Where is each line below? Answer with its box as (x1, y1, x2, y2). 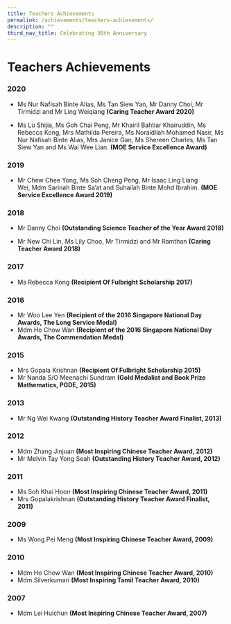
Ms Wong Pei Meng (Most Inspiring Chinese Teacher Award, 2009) (17, 535, 214, 543)
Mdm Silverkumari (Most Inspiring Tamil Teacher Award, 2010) (17, 575, 200, 584)
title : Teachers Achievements (7, 10, 95, 17)
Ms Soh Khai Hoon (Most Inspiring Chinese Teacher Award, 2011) (17, 487, 208, 496)
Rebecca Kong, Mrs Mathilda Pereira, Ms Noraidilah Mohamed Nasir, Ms (17, 128, 224, 136)
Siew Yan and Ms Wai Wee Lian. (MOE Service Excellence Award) (17, 143, 207, 151)
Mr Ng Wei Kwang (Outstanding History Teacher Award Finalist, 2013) (17, 414, 222, 422)
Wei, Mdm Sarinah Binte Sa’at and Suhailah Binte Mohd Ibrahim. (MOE (17, 183, 218, 192)
